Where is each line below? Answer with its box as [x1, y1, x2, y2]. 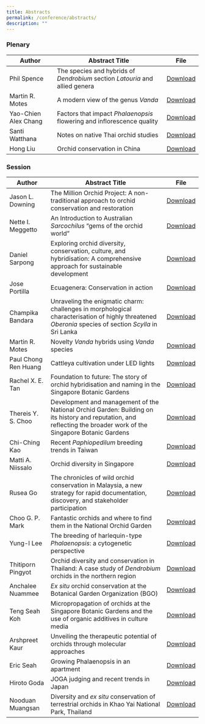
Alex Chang [9, 117, 43, 125]
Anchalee [9, 581, 37, 590]
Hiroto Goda [9, 678, 45, 687]
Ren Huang [9, 363, 41, 371]
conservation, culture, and [51, 247, 126, 255]
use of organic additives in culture [51, 614, 148, 623]
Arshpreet [9, 635, 38, 644]
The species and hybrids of [57, 67, 135, 75]
